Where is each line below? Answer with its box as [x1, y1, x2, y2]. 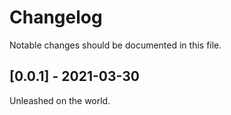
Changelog [9, 6, 103, 29]
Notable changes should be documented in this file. [9, 39, 222, 51]
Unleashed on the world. [9, 94, 111, 106]
